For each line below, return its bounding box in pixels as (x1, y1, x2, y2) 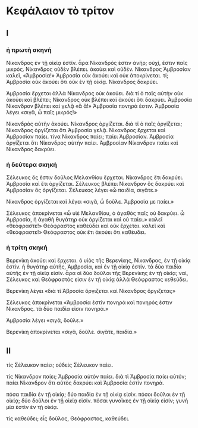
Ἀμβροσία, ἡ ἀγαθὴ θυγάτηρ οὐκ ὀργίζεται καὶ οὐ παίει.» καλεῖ (6, 216, 163, 223)
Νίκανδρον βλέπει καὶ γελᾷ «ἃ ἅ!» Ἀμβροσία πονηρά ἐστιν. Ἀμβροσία (6, 102, 180, 110)
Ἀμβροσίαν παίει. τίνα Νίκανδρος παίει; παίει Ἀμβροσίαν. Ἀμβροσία (6, 133, 174, 140)
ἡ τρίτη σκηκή (6, 243, 48, 252)
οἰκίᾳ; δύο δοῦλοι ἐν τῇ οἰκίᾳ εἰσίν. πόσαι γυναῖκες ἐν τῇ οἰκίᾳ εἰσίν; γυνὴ (6, 397, 188, 404)
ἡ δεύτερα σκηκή (6, 160, 58, 168)
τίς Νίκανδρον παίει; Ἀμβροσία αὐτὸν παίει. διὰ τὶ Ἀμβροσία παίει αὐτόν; (6, 373, 186, 380)
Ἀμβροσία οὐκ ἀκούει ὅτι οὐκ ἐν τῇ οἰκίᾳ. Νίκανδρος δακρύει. (6, 78, 159, 85)
